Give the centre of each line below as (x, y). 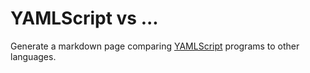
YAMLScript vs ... (84, 18)
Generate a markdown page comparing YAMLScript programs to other (155, 46)
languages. (33, 56)
